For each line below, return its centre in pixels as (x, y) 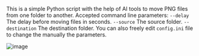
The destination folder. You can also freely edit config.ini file (115, 28)
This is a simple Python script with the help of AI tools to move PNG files (97, 9)
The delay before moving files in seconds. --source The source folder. (95, 22)
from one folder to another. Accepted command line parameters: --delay (98, 15)
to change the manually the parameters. (56, 35)
